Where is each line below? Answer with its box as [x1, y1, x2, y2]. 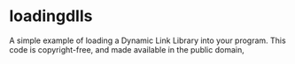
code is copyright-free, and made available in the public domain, [9, 44, 245, 54]
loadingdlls [9, 6, 93, 26]
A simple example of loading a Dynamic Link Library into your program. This [9, 35, 286, 46]
